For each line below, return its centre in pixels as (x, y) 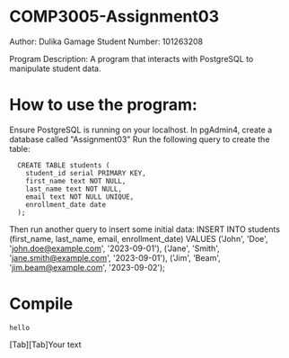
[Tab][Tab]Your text (46, 345)
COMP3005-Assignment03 (114, 17)
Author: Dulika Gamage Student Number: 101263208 (106, 41)
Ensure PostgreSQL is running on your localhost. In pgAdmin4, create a (141, 130)
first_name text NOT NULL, (76, 181)
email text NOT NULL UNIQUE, (80, 197)
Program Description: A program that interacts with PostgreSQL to (131, 58)
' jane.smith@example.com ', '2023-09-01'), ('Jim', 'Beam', (115, 257)
